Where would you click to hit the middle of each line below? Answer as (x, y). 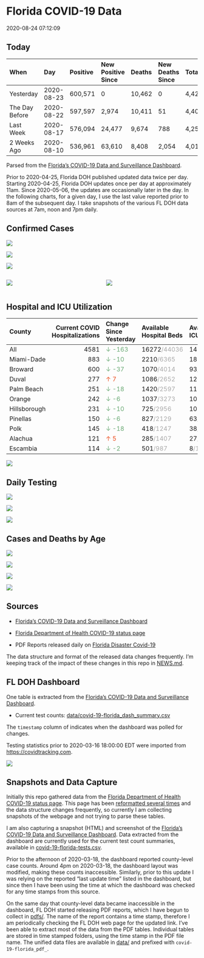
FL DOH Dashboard (43, 682)
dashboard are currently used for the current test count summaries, (91, 841)
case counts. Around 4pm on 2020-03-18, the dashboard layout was (92, 866)
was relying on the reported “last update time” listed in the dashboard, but (99, 879)
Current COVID (78, 328)
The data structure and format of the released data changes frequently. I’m (100, 656)
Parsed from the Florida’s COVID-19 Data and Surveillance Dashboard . (94, 165)
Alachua (21, 439)
